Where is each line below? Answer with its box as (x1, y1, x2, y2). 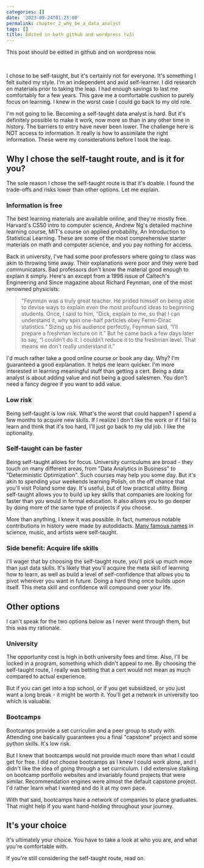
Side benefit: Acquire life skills (6, 543, 99, 552)
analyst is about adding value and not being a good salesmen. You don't (6, 374, 188, 381)
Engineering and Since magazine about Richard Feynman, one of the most (6, 279, 192, 286)
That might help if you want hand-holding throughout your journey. (6, 802, 174, 810)
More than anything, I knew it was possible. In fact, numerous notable (6, 515, 181, 523)
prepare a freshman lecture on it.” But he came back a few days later (21, 329, 194, 337)
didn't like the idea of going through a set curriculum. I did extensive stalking (6, 765, 199, 772)
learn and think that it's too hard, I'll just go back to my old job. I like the (6, 422, 186, 430)
